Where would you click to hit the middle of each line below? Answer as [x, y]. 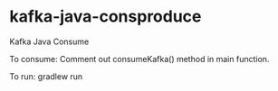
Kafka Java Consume [49, 41]
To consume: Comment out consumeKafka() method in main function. [139, 59]
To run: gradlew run [46, 76]
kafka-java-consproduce [105, 17]
